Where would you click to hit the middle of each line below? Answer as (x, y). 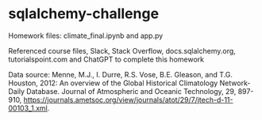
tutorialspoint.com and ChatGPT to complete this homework (106, 59)
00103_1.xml (28, 108)
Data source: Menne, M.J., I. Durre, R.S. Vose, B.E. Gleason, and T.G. (120, 74)
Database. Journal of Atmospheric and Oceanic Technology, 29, (131, 91)
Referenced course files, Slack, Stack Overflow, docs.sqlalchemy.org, (122, 51)
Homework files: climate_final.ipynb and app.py (86, 36)
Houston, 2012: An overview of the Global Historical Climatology (113, 83)
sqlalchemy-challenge (84, 14)
